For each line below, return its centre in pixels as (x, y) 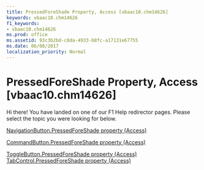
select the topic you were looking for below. (62, 118)
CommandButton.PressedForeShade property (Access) (76, 142)
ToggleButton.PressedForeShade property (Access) (72, 154)
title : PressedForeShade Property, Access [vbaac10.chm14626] (87, 12)
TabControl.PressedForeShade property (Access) (69, 160)
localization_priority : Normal (46, 52)
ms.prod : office (27, 35)
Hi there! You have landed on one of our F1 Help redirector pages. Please (98, 112)
